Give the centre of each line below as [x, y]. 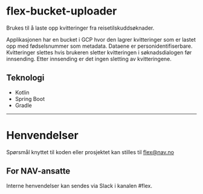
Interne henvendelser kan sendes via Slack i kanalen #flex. [79, 186]
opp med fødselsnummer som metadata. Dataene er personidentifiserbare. [99, 46]
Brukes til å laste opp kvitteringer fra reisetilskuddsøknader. [80, 28]
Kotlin [22, 92]
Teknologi [25, 78]
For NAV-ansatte [38, 171]
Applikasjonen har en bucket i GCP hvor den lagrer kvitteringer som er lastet [101, 39]
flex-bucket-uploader [62, 11]
